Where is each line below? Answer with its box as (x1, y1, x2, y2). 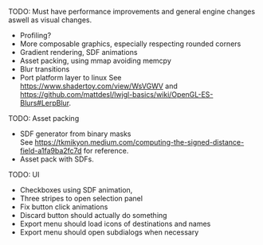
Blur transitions (19, 64, 70, 74)
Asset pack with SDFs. (19, 154, 94, 164)
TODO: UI (8, 170, 40, 179)
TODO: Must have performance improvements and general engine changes (8, 7, 256, 16)
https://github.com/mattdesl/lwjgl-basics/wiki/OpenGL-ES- (19, 90, 214, 99)
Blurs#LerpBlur (19, 99, 69, 107)
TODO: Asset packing (8, 114, 80, 122)
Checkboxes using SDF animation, (19, 185, 133, 194)
